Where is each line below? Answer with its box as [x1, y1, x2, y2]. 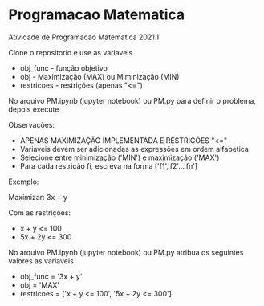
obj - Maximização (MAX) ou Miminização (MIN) [19, 71, 180, 81]
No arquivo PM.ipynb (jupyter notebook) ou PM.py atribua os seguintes [8, 247, 244, 257]
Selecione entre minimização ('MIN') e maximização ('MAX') [19, 153, 220, 162]
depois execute [8, 104, 59, 114]
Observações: [8, 120, 55, 129]
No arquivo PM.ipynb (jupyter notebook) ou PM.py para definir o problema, [8, 96, 257, 105]
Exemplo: [8, 177, 39, 186]
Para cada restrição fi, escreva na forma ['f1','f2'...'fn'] [19, 161, 198, 170]
